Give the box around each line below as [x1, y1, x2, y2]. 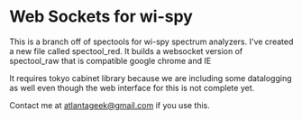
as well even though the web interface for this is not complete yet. [9, 82, 255, 93]
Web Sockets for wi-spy [9, 6, 194, 27]
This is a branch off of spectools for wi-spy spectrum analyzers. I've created [9, 36, 294, 47]
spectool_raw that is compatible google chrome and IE [9, 55, 212, 66]
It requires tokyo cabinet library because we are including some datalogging [9, 72, 292, 83]
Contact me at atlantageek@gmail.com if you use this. [9, 99, 210, 110]
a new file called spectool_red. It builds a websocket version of [9, 45, 243, 56]
